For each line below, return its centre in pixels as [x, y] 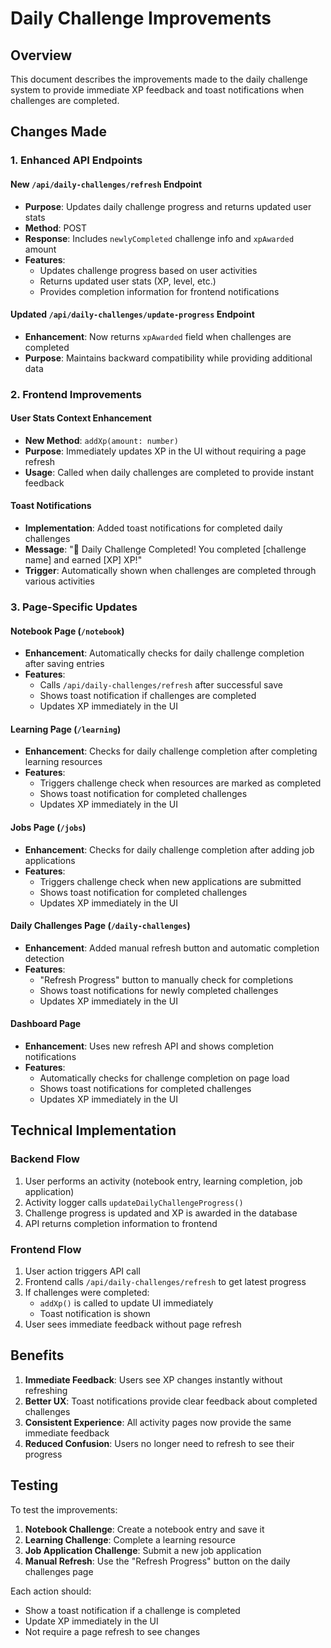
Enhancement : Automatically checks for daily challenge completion [164, 653]
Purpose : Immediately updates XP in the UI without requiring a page [165, 451]
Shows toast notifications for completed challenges [145, 1088]
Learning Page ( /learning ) [66, 729]
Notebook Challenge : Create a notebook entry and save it [144, 1529]
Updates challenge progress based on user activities [148, 270]
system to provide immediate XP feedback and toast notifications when [157, 90]
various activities [59, 581]
